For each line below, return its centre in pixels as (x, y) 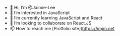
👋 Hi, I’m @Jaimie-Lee (32, 8)
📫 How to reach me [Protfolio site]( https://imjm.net (62, 28)
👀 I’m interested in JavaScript (40, 13)
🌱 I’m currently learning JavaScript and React (56, 18)
